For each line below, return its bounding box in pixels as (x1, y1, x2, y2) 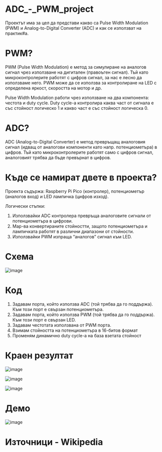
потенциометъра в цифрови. (12, 218, 73, 224)
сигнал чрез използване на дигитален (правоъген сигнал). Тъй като (5, 69, 149, 75)
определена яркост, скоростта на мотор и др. (5, 85, 102, 91)
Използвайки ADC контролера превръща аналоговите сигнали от (12, 213, 152, 219)
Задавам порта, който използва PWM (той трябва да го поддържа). (12, 312, 155, 317)
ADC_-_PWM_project (5, 3, 94, 15)
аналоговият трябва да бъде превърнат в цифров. (5, 154, 111, 160)
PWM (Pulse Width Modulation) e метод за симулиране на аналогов (5, 64, 147, 70)
